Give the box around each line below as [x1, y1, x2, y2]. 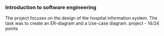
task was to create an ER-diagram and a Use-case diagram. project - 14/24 [5, 20, 160, 26]
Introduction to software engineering [5, 4, 97, 11]
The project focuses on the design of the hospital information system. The [5, 15, 158, 21]
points [5, 26, 18, 32]
